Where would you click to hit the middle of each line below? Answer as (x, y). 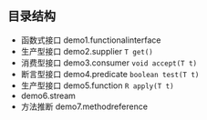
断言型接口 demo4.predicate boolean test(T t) (110, 74)
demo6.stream (48, 95)
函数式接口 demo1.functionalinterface (91, 40)
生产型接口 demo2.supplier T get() (87, 51)
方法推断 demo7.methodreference (84, 106)
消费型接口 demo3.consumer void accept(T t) (109, 63)
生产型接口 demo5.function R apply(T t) (97, 85)
